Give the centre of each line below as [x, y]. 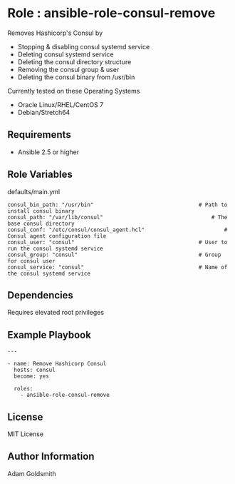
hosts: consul [35, 370]
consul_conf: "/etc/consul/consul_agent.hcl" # [117, 230]
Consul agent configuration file [57, 236]
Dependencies [40, 295]
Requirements [39, 135]
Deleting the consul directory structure [74, 61]
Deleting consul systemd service [66, 54]
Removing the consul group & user [68, 69]
